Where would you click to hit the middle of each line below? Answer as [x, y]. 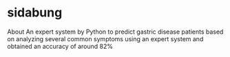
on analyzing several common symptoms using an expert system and [105, 38]
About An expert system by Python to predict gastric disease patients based [115, 32]
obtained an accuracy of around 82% [60, 46]
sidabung [35, 13]
